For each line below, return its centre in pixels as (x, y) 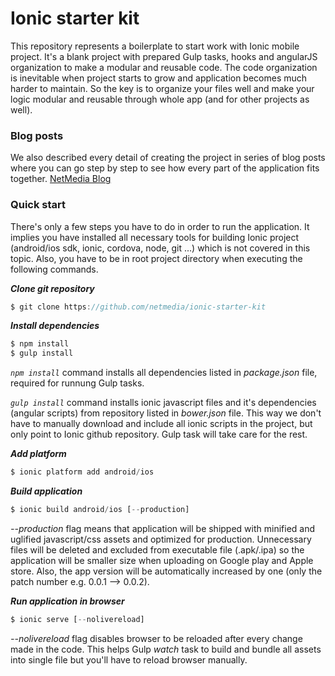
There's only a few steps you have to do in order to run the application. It (160, 226)
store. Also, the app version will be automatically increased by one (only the (166, 571)
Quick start (38, 205)
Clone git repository (52, 288)
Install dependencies (55, 326)
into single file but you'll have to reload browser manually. (129, 659)
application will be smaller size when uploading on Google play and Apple (162, 560)
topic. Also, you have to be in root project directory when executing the (156, 258)
